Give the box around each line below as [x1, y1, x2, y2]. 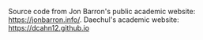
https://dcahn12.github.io [8, 24, 89, 32]
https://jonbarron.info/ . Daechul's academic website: [8, 15, 179, 24]
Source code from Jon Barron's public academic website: [8, 7, 196, 16]
